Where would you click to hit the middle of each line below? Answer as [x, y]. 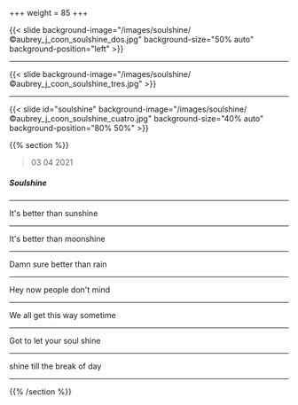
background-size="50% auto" [199, 39]
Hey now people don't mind [60, 289]
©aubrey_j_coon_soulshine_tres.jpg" [76, 84]
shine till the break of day [55, 366]
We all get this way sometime [63, 315]
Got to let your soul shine [55, 340]
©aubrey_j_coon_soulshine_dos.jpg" [75, 39]
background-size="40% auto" [209, 118]
